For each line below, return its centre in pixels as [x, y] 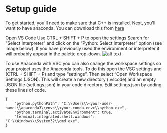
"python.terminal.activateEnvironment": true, [64, 112]
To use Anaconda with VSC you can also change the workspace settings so [83, 63]
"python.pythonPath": [37, 103]
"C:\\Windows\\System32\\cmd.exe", [42, 121]
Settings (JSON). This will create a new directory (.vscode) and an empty [81, 79]
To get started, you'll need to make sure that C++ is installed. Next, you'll [80, 23]
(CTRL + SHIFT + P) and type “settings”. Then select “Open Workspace [79, 74]
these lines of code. [26, 90]
